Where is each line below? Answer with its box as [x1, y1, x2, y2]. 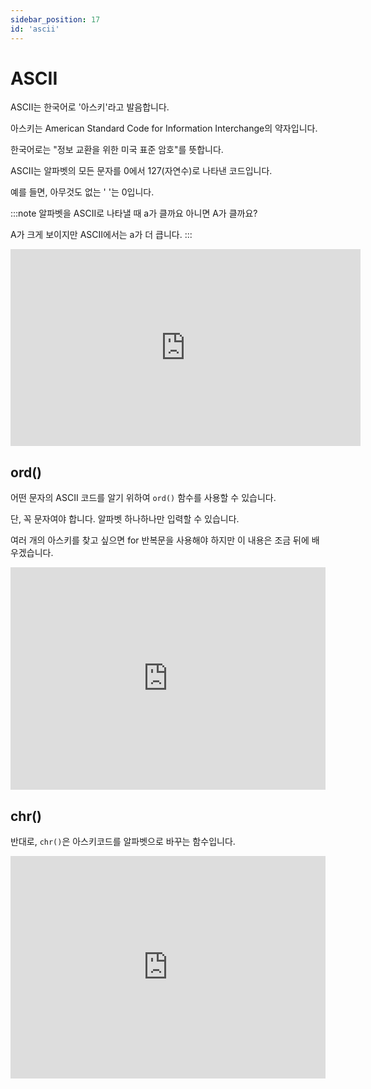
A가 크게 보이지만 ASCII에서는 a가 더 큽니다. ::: [10, 229, 193, 241]
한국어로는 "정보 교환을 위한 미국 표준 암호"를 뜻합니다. [10, 144, 224, 156]
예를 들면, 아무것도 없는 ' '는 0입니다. [10, 186, 155, 198]
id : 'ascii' [10, 24, 60, 34]
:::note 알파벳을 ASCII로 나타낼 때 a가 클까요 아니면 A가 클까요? [10, 207, 258, 220]
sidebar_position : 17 [10, 14, 101, 25]
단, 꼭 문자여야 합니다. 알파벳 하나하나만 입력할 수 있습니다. [10, 513, 240, 525]
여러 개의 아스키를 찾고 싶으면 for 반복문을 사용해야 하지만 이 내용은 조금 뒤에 [10, 534, 310, 546]
